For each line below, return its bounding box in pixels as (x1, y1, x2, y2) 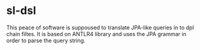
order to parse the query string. (6, 37, 86, 44)
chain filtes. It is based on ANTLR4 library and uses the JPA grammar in (6, 30, 187, 37)
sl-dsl (6, 4, 37, 18)
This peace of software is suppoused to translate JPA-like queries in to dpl (6, 24, 194, 31)
